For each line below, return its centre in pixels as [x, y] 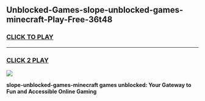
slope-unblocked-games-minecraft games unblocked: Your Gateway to [99, 84]
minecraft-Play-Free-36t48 [59, 20]
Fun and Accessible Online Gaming [52, 91]
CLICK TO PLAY [30, 37]
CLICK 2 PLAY [27, 60]
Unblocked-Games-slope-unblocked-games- [95, 10]
